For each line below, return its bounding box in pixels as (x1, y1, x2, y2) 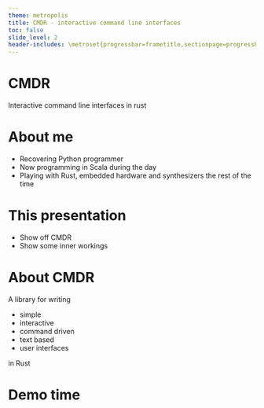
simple (19, 310, 42, 319)
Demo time (8, 386, 81, 404)
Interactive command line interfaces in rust (8, 101, 147, 110)
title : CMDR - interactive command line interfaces (8, 19, 181, 27)
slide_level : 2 (8, 33, 58, 42)
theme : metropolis (8, 11, 68, 20)
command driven (19, 326, 75, 336)
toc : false (8, 26, 44, 34)
